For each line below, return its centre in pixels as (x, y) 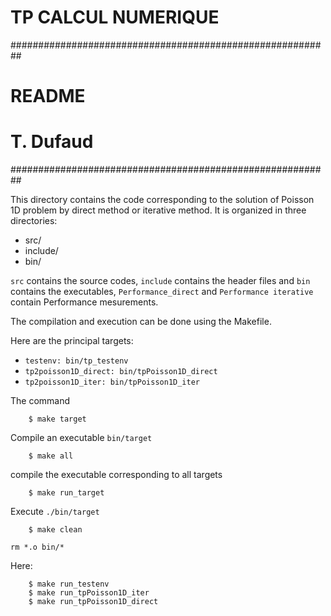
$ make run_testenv (69, 584)
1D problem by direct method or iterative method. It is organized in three (158, 210)
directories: (34, 221)
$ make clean (55, 530)
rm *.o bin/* (37, 547)
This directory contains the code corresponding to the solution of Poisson (162, 200)
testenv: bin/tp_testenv (76, 361)
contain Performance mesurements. (84, 302)
